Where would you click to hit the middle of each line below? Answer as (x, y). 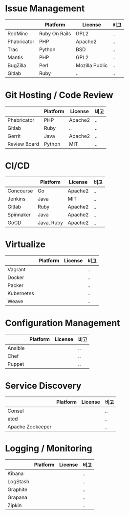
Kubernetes (21, 293)
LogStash (18, 481)
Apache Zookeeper (30, 426)
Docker (16, 277)
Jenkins (17, 199)
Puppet (16, 364)
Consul (16, 411)
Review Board (23, 144)
